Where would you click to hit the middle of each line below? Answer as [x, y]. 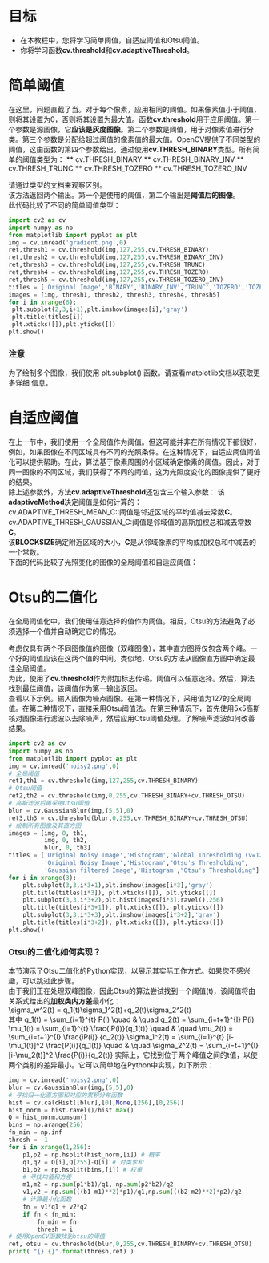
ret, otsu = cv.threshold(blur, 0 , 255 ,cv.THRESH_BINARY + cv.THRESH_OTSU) [130, 1244]
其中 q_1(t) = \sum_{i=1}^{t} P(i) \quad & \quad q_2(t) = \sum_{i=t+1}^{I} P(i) [131, 1019]
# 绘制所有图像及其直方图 [45, 825]
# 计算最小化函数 [47, 1200]
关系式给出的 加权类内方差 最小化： [64, 1001]
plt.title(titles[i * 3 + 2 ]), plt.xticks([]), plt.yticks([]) [123, 922]
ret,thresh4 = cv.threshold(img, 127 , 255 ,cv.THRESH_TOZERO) [109, 272]
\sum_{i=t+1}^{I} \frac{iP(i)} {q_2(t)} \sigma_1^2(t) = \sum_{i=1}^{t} [116, 1037]
